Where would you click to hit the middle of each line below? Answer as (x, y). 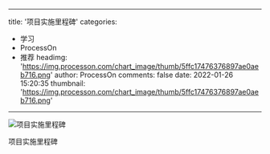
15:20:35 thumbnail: (53, 83)
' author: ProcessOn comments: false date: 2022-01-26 (142, 75)
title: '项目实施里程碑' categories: (63, 22)
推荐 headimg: (44, 57)
